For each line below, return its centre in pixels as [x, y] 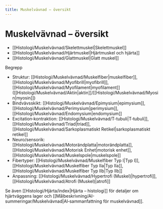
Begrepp [14, 67]
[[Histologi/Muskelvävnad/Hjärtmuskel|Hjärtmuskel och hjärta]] [76, 52]
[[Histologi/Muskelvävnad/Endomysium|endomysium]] [67, 113]
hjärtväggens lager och [29, 196]
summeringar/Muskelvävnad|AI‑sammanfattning [54, 201]
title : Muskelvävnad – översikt [38, 10]
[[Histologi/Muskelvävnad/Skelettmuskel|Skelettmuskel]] [69, 48]
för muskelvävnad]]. [123, 201]
